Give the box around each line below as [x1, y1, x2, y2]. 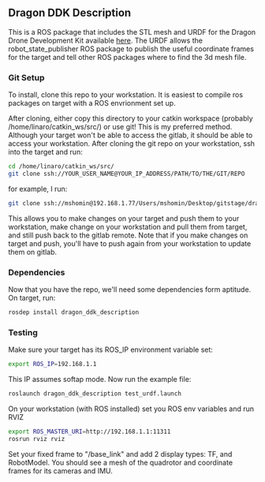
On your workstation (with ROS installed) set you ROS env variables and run [8, 404, 255, 413]
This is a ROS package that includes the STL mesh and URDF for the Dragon [8, 27, 256, 36]
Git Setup [8, 72, 45, 83]
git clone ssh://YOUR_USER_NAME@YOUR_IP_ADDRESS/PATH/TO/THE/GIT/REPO [8, 170, 245, 177]
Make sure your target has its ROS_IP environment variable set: [8, 345, 213, 354]
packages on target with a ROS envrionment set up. [8, 99, 176, 108]
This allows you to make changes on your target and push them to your [8, 213, 240, 223]
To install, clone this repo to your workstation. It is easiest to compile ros [8, 90, 243, 99]
